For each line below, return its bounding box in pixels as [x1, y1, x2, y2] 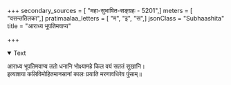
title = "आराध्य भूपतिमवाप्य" [7, 22, 71, 30]
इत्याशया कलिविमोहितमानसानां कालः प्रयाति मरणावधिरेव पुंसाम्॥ [7, 70, 142, 78]
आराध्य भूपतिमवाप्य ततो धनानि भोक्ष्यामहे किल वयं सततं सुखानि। [7, 62, 145, 70]
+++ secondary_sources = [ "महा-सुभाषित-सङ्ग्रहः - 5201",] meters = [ [7, 7, 193, 14]
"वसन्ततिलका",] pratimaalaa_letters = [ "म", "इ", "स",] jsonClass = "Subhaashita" [7, 14, 225, 22]
